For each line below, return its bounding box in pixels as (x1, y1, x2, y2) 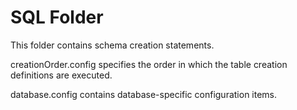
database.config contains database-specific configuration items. (10, 88, 278, 100)
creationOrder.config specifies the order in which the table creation (10, 58, 288, 70)
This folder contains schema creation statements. (10, 39, 215, 51)
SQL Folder (10, 6, 104, 29)
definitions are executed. (10, 69, 113, 81)
